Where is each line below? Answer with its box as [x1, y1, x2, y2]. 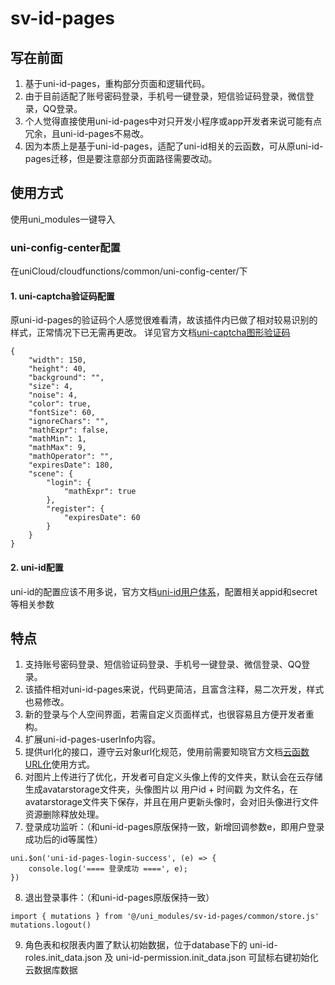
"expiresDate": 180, [28, 460, 114, 471]
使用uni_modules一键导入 [10, 213, 116, 225]
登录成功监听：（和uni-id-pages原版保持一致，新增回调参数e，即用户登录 [24, 821, 325, 833]
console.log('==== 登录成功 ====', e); [28, 864, 188, 874]
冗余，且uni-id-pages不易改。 [24, 128, 150, 139]
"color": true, [28, 399, 92, 409]
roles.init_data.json [24, 952, 103, 964]
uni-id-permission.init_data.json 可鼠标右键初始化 [115, 952, 319, 964]
